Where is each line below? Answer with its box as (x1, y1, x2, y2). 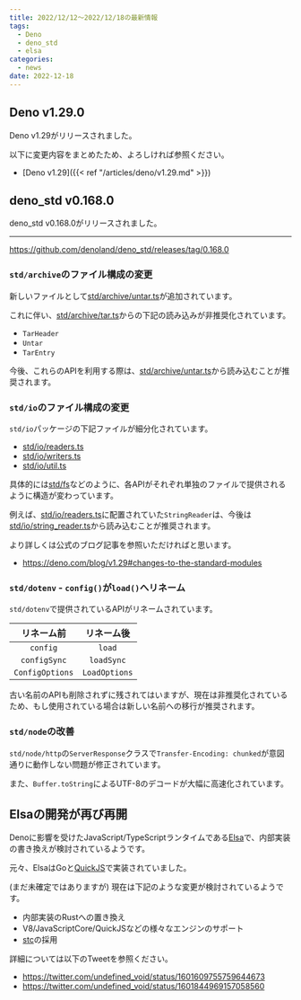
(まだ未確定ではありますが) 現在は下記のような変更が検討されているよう (9, 881, 276, 892)
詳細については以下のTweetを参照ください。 (9, 953, 173, 964)
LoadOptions (82, 668, 133, 678)
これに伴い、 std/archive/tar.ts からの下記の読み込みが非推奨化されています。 (9, 309, 291, 320)
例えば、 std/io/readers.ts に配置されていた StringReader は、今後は (9, 509, 253, 519)
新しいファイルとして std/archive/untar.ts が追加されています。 (9, 290, 237, 301)
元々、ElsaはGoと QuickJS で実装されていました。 (9, 863, 192, 873)
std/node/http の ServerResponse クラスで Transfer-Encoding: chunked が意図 (9, 748, 285, 758)
